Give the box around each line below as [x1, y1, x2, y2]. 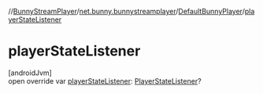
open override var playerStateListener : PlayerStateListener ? [8, 76, 202, 85]
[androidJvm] [8, 68, 53, 77]
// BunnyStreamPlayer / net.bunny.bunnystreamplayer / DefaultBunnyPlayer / [8, 7, 246, 16]
